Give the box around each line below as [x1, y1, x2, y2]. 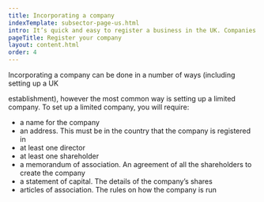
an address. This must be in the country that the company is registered [19, 126, 251, 135]
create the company [19, 168, 85, 177]
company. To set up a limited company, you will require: [8, 102, 190, 112]
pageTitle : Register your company [8, 33, 123, 42]
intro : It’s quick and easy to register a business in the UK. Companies [8, 26, 257, 34]
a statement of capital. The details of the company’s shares [19, 177, 213, 186]
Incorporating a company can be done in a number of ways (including [8, 71, 236, 79]
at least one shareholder [19, 151, 100, 161]
